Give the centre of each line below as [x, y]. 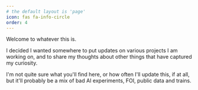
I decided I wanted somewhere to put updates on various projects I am [92, 51]
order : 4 [17, 22]
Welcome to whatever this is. [41, 39]
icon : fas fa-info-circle [38, 17]
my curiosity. [22, 63]
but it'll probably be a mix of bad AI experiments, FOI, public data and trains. [99, 81]
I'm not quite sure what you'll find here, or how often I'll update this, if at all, [98, 75]
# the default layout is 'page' [46, 11]
